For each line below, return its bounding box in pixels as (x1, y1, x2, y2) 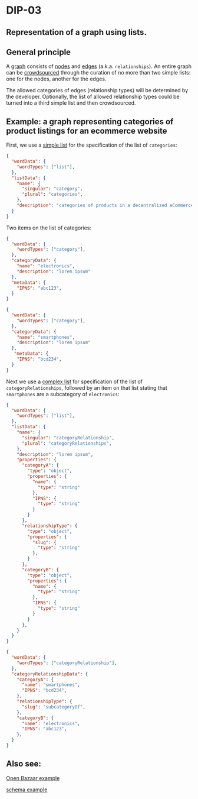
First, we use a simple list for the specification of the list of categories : (6, 141, 177, 148)
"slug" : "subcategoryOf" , (21, 704, 85, 710)
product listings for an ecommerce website (6, 125, 167, 136)
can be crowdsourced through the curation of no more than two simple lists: (6, 69, 191, 76)
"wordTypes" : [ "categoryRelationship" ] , (16, 660, 117, 666)
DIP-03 (6, 4, 42, 17)
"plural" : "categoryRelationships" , (21, 440, 112, 447)
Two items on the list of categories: (6, 224, 92, 231)
